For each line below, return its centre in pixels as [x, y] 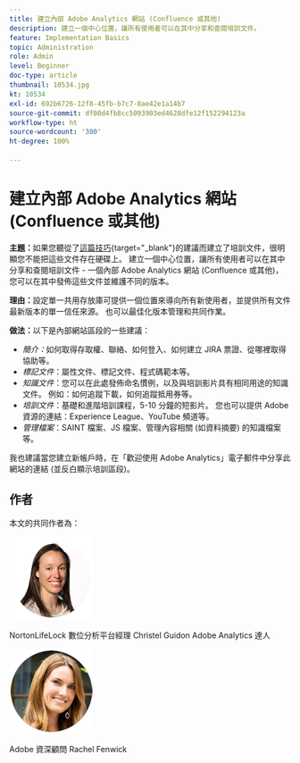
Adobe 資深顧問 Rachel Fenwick [68, 749]
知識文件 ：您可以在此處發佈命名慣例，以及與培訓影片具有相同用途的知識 [155, 382]
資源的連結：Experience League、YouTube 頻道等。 [118, 416]
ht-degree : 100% [39, 142]
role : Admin [31, 57]
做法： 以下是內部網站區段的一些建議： [79, 330]
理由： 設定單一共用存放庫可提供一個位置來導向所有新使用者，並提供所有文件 [150, 300]
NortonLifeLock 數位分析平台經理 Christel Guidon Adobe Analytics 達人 [140, 635]
